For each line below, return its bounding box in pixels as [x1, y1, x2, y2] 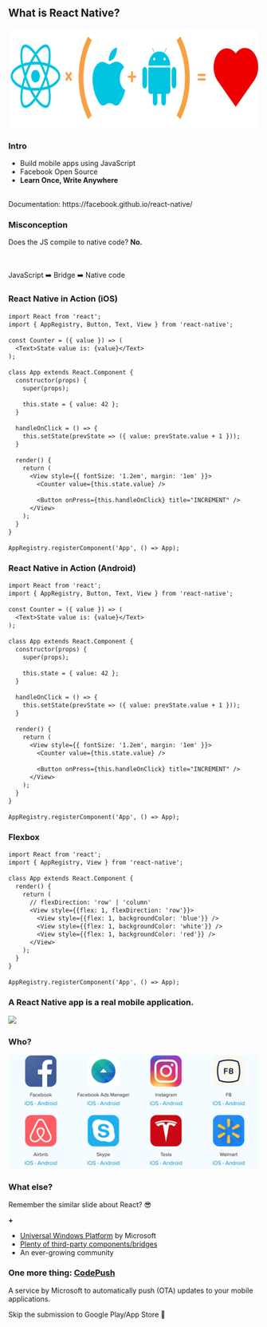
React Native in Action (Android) [8, 562, 136, 573]
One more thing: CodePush [8, 1267, 116, 1278]
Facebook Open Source [19, 167, 98, 176]
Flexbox [8, 831, 40, 842]
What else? [8, 1182, 53, 1193]
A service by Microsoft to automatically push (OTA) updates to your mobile [8, 1285, 253, 1295]
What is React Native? [8, 6, 120, 20]
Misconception [8, 220, 69, 231]
